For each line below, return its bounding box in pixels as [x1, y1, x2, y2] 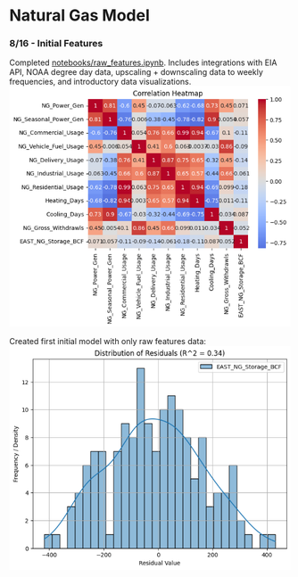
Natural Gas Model [9, 5, 150, 26]
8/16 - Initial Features [9, 37, 103, 50]
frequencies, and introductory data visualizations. [9, 77, 192, 87]
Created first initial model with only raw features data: [9, 336, 207, 347]
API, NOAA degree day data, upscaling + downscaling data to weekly [9, 67, 263, 78]
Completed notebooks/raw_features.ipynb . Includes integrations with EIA [9, 57, 277, 68]
